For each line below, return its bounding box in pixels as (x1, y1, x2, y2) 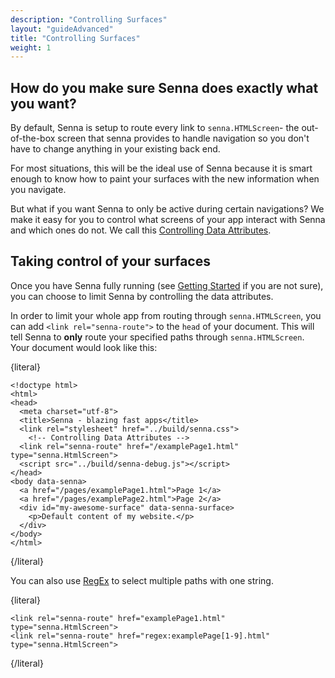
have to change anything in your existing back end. (10, 143, 221, 155)
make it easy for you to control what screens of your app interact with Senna (10, 214, 326, 226)
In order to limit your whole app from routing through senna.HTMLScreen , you (10, 309, 322, 321)
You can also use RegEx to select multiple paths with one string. (10, 574, 274, 586)
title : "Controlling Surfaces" (10, 33, 141, 43)
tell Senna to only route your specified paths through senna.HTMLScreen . (10, 331, 305, 343)
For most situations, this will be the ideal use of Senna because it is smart (10, 162, 313, 175)
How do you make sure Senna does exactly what (10, 79, 319, 96)
